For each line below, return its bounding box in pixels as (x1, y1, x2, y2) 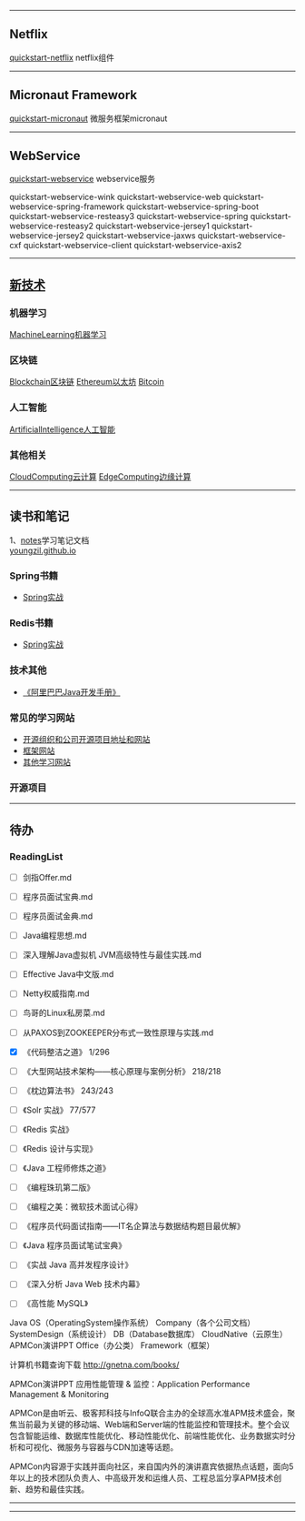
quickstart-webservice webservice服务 (9, 174, 156, 185)
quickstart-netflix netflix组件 (9, 52, 115, 63)
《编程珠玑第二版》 (22, 1182, 95, 1193)
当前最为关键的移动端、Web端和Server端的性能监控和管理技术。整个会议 (16, 1419, 290, 1430)
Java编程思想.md (22, 930, 87, 942)
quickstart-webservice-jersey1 (94, 220, 211, 232)
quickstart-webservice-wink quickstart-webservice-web (9, 192, 221, 203)
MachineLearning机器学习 (9, 329, 107, 340)
